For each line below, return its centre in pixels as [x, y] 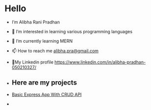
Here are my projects [44, 83]
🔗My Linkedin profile [32, 62]
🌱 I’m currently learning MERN [42, 41]
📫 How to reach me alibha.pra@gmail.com [55, 51]
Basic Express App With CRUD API [47, 94]
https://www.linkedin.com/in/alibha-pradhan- [100, 62]
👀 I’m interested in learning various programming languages [72, 31]
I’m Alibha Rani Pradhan [36, 22]
